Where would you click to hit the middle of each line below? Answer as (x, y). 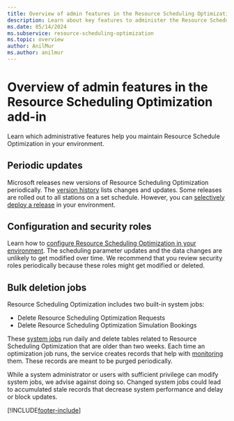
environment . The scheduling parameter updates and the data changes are (115, 251)
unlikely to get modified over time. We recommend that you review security (115, 258)
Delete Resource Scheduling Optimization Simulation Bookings (107, 325)
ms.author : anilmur (36, 53)
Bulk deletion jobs (47, 287)
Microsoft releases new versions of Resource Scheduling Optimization (108, 182)
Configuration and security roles (79, 227)
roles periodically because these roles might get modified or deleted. (106, 265)
